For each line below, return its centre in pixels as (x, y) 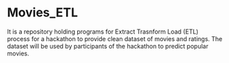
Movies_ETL (43, 13)
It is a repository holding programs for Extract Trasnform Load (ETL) (103, 32)
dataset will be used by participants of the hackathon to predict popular (108, 46)
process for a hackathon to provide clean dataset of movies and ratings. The (115, 38)
